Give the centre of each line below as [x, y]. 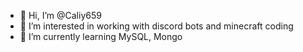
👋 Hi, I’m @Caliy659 [60, 15]
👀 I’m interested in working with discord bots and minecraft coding [156, 26]
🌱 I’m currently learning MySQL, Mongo [101, 36]
